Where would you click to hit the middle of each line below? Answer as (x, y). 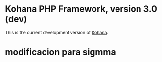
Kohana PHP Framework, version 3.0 (81, 9)
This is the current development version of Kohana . (57, 32)
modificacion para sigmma (60, 52)
